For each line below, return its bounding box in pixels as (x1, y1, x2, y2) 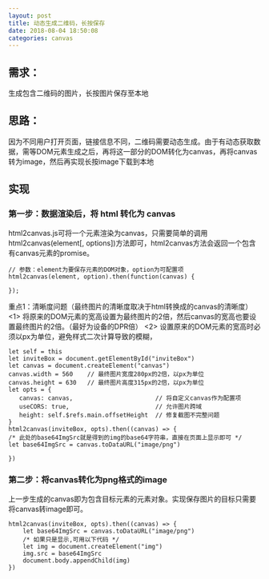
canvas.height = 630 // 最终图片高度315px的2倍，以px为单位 (8, 378, 204, 386)
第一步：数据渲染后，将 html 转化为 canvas (8, 209, 176, 220)
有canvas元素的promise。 (8, 248, 94, 258)
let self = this (8, 347, 62, 356)
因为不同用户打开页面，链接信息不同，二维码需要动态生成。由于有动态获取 (8, 137, 254, 146)
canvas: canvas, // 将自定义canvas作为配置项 (18, 393, 242, 402)
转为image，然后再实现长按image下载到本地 (8, 157, 155, 166)
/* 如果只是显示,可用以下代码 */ (22, 535, 120, 544)
